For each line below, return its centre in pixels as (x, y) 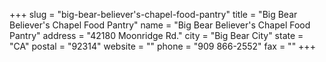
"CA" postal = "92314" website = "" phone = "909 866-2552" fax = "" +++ (162, 46)
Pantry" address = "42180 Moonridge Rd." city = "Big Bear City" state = (156, 35)
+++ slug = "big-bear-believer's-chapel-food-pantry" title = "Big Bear (153, 14)
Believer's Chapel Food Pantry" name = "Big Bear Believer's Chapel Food (160, 25)
